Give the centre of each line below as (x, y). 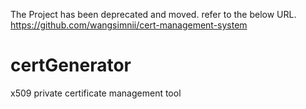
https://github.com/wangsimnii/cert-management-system (129, 25)
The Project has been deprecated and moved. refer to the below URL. (153, 14)
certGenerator (71, 65)
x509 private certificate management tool (96, 93)
